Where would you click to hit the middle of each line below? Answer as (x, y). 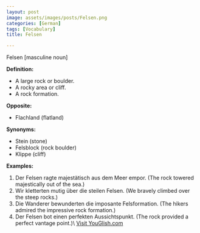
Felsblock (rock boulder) (46, 148)
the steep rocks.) (36, 197)
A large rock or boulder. (45, 81)
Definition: (20, 69)
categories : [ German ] (34, 23)
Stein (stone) (31, 142)
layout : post (23, 12)
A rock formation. (37, 94)
